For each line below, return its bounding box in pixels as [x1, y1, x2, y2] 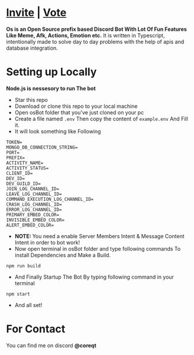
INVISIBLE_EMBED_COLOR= [6, 217, 65, 223]
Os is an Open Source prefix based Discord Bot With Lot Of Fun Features [6, 25, 187, 33]
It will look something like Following [14, 127, 101, 135]
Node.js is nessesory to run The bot [6, 85, 96, 92]
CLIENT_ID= [6, 170, 33, 176]
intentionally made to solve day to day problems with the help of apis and [6, 38, 185, 45]
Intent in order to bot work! [14, 239, 80, 246]
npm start [6, 291, 31, 297]
